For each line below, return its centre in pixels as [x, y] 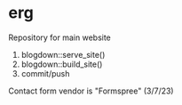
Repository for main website [60, 37]
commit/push [45, 73]
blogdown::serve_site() [63, 54]
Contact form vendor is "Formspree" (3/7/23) [91, 91]
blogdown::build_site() [62, 64]
